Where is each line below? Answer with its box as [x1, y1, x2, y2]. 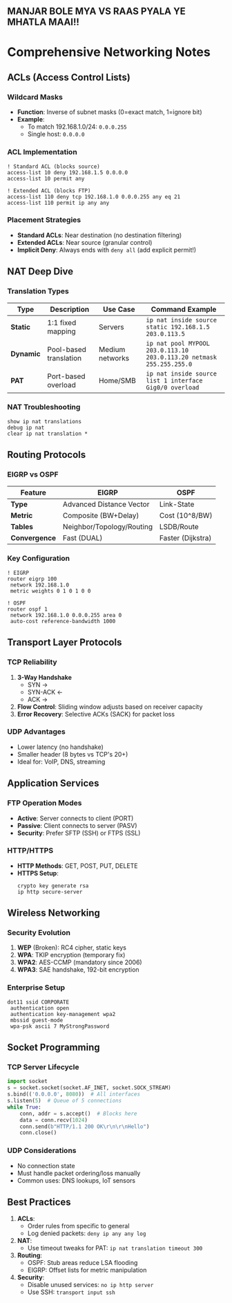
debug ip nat [7, 424, 45, 431]
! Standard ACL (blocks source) [7, 163, 100, 170]
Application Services [7, 777, 99, 789]
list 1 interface [146, 376, 203, 385]
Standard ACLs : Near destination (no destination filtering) [17, 231, 182, 239]
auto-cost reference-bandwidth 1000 [10, 618, 116, 625]
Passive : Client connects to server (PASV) [17, 821, 137, 829]
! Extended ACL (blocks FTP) [7, 187, 91, 194]
